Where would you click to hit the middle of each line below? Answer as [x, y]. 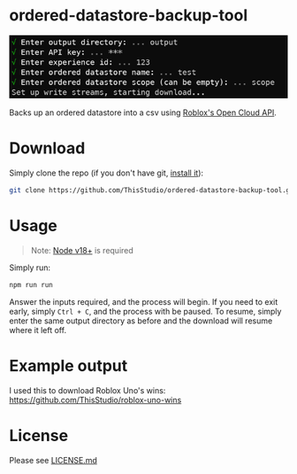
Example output [69, 365]
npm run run [31, 284]
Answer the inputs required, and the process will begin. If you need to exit [144, 301]
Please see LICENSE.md [53, 460]
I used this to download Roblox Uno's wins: [88, 390]
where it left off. [38, 330]
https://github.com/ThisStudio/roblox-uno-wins [95, 400]
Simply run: [30, 268]
